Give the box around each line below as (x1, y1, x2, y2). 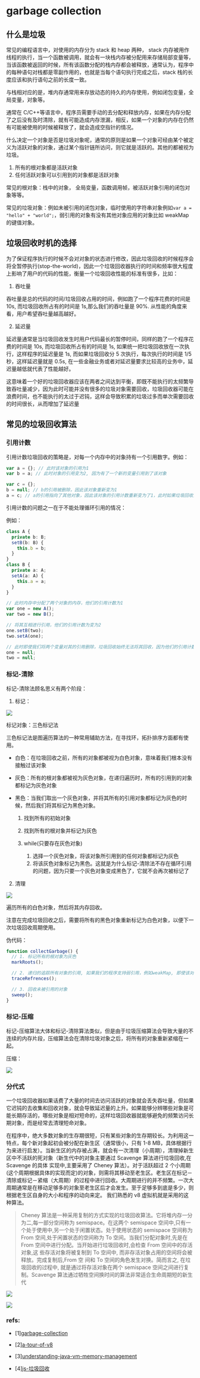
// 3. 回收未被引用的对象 (11, 986, 68, 992)
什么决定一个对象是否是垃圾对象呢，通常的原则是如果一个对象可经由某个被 (6, 136, 189, 144)
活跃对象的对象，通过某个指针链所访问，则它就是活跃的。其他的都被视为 (16, 144, 194, 151)
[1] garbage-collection (14, 1330, 68, 1337)
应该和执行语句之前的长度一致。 (11, 76, 90, 83)
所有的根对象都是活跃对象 (14, 164, 78, 171)
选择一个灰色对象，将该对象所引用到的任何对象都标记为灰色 (32, 852, 179, 859)
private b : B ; (11, 534, 46, 540)
